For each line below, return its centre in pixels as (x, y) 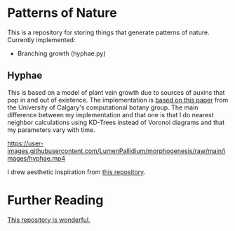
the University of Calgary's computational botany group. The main (103, 107)
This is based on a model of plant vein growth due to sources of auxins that (116, 92)
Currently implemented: (41, 39)
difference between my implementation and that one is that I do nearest (110, 114)
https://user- (26, 143)
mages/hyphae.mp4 (36, 158)
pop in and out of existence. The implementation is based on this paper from (118, 100)
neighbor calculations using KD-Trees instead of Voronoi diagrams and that (116, 122)
